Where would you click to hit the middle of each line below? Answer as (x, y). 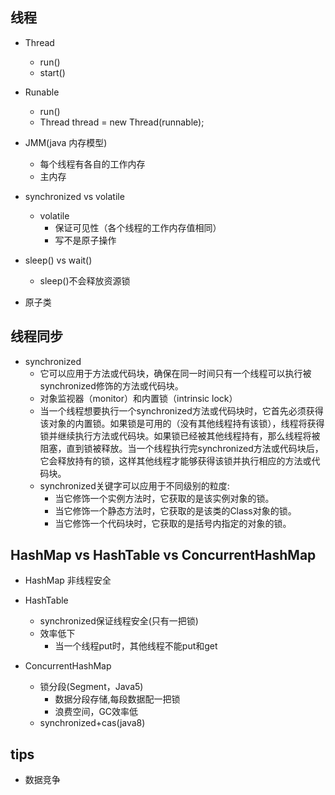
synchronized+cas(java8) (92, 723)
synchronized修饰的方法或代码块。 (111, 385)
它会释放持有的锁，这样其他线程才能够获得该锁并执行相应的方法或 (175, 460)
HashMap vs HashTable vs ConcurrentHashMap (163, 555)
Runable (42, 92)
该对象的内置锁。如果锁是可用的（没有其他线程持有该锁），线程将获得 (182, 423)
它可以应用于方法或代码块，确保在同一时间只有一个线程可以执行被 (175, 373)
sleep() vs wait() (58, 260)
